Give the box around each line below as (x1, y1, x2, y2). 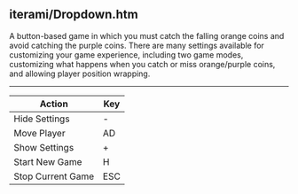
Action (39, 97, 68, 110)
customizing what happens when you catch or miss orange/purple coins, (9, 58, 276, 69)
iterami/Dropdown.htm (9, 7, 139, 22)
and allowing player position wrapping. (9, 68, 151, 79)
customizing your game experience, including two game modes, (9, 49, 244, 60)
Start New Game (13, 155, 82, 167)
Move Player (13, 127, 66, 139)
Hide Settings (13, 113, 70, 125)
